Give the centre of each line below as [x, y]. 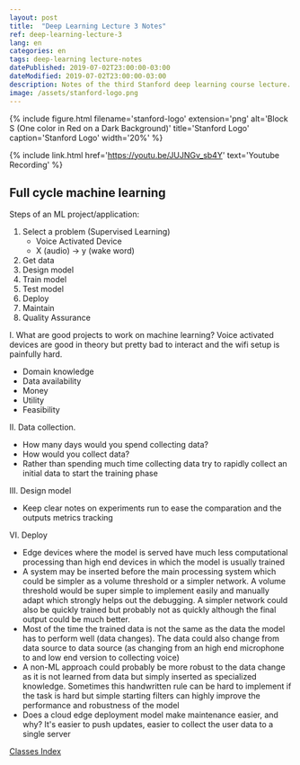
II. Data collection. [43, 427]
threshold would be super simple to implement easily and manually [146, 591]
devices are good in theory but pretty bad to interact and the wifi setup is [145, 345]
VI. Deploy [28, 535]
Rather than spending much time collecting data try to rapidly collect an [154, 464]
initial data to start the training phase [90, 474]
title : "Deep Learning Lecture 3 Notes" [88, 26]
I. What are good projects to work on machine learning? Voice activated [141, 335]
